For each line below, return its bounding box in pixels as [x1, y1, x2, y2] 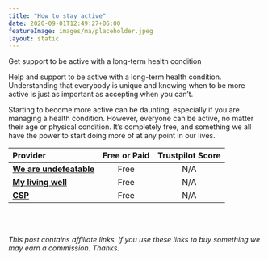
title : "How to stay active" [8, 11, 107, 20]
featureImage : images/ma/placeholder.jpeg [8, 27, 153, 35]
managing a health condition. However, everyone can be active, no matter [8, 114, 254, 124]
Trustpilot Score [157, 150, 221, 162]
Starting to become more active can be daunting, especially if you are [8, 105, 240, 115]
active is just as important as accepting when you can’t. [8, 90, 194, 99]
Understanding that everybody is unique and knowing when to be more [8, 81, 245, 91]
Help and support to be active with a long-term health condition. [8, 72, 222, 82]
